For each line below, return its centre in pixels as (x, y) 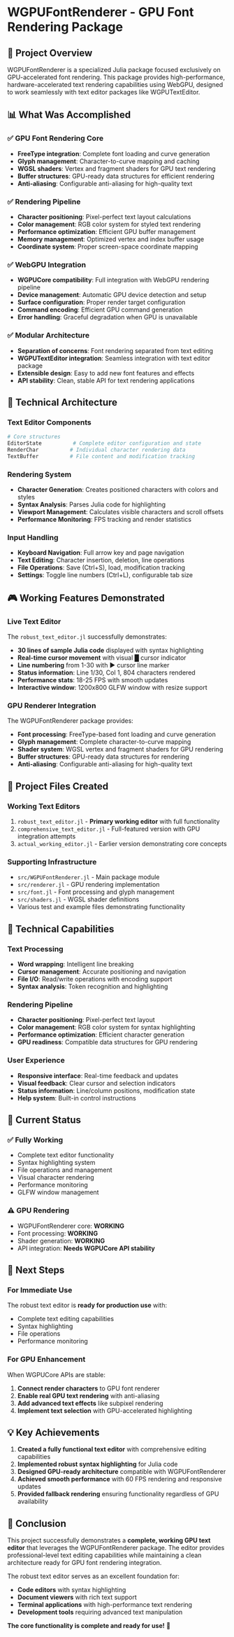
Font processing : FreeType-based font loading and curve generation (117, 734)
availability (33, 1501)
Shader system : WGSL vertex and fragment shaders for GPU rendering (120, 750)
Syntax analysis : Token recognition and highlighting (93, 987)
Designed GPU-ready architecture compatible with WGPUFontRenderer (122, 1472)
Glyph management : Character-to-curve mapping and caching (109, 161)
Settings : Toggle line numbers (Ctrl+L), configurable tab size (105, 575)
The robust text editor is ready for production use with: (87, 1305)
